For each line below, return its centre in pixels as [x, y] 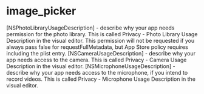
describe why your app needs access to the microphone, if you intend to [97, 72]
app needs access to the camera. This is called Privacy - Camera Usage [97, 60]
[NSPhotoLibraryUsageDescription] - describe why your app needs [90, 28]
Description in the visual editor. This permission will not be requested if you [100, 40]
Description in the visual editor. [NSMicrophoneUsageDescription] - [91, 66]
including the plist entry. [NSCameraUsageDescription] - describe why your [101, 53]
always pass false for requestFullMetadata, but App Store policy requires [97, 47]
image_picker [41, 11]
